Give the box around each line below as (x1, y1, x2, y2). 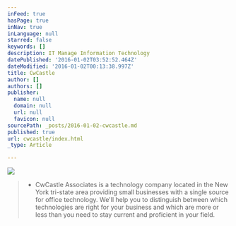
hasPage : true (7, 17, 49, 24)
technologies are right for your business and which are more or (35, 203, 219, 212)
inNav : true (7, 23, 42, 30)
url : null (13, 109, 42, 116)
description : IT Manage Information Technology (7, 50, 151, 57)
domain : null (13, 102, 52, 109)
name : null (13, 96, 46, 103)
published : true (7, 129, 55, 136)
